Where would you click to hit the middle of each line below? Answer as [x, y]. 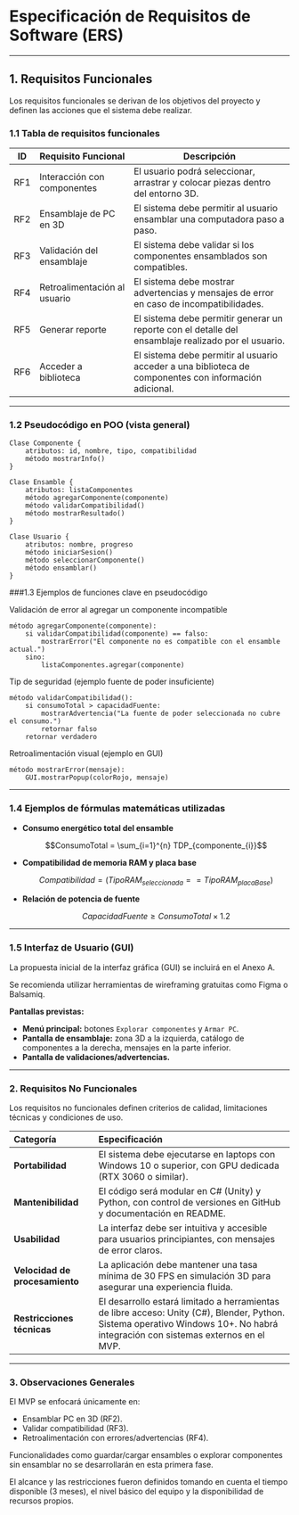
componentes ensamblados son [200, 256]
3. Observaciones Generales [72, 1382]
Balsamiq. [27, 994]
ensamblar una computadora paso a [209, 219]
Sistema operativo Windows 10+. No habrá [188, 1324]
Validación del [69, 251]
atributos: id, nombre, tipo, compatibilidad [111, 451]
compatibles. [161, 268]
